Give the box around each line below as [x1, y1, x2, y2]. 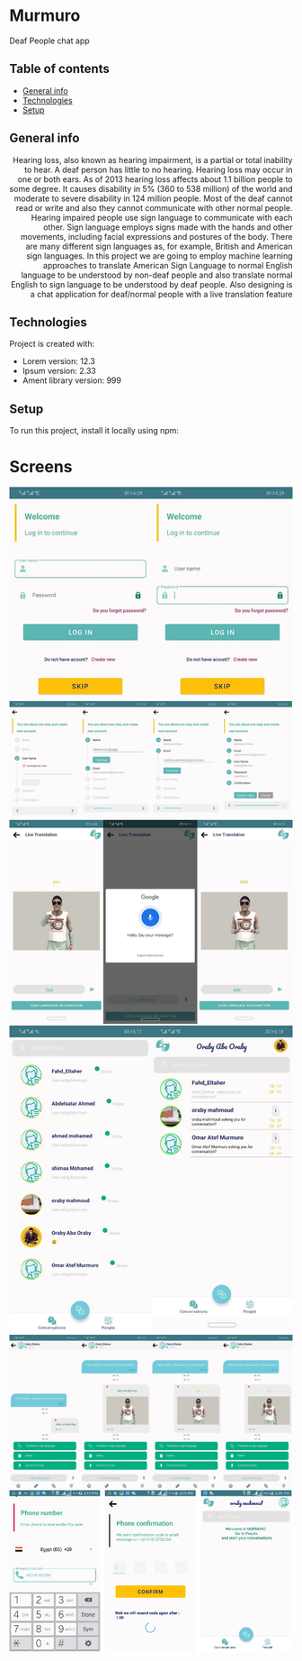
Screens [9, 457, 73, 478]
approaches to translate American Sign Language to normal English [43, 260, 293, 270]
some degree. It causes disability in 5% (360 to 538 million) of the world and [9, 183, 293, 194]
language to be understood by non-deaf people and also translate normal [21, 269, 293, 280]
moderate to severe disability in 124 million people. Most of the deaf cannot [13, 193, 293, 204]
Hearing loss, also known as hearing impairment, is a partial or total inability [12, 154, 293, 165]
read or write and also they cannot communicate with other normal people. [15, 202, 293, 213]
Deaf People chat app [9, 35, 90, 46]
